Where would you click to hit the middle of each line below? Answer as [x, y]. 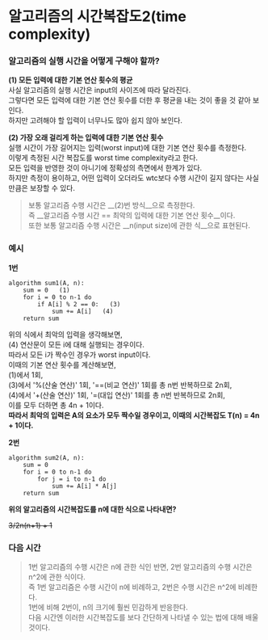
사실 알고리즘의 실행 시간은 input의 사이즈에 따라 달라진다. [100, 91]
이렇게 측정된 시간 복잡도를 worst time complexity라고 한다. [103, 158]
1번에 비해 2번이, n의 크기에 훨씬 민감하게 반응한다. [108, 608]
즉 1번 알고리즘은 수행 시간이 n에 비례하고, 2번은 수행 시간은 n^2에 [132, 587]
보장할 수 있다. [52, 188]
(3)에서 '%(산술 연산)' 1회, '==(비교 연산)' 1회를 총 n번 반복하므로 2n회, [120, 385]
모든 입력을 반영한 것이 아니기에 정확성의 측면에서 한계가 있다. [105, 168]
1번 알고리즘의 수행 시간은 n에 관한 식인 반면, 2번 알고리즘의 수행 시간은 [140, 567]
